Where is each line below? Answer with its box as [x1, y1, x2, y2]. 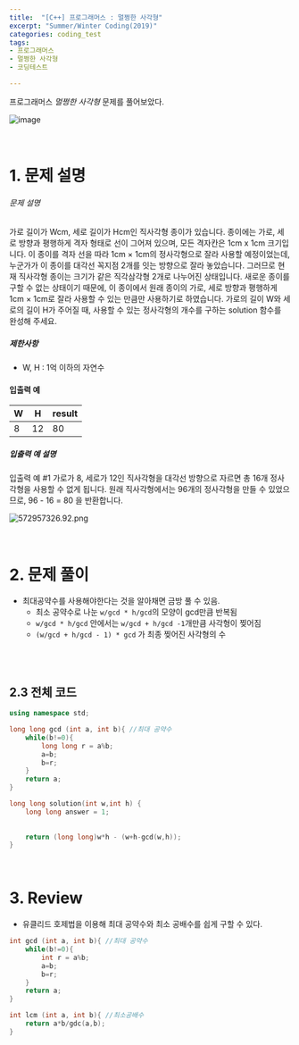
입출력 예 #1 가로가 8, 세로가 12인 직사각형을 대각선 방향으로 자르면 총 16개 [9, 472, 269, 483]
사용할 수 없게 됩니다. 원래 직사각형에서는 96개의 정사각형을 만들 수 [32, 484, 267, 495]
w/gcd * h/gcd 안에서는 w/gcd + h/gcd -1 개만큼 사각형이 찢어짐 [35, 618, 262, 629]
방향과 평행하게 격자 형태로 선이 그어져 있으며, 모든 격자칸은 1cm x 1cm [18, 238, 266, 248]
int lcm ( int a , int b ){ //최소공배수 [9, 1011, 145, 1020]
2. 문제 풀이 [9, 564, 89, 585]
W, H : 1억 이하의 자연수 [21, 363, 105, 373]
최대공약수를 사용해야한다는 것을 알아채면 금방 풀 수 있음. [21, 596, 220, 606]
